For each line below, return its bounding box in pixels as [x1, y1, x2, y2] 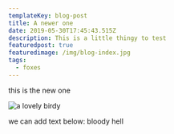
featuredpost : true [8, 41, 74, 49]
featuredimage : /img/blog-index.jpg [8, 49, 131, 57]
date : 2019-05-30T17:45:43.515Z [8, 26, 116, 34]
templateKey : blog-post [8, 11, 88, 20]
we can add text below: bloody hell [8, 116, 124, 126]
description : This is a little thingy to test [8, 33, 167, 42]
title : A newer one [8, 19, 74, 27]
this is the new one [8, 85, 71, 95]
